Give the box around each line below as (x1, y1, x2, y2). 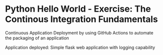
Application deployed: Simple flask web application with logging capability (5, 44, 156, 50)
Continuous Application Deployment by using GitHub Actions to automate (5, 30, 154, 36)
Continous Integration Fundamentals (5, 14, 158, 25)
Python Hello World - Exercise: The (5, 3, 151, 15)
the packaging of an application (5, 35, 69, 41)
